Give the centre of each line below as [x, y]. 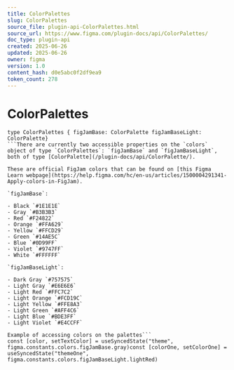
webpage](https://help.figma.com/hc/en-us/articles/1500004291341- [126, 176]
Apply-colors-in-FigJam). [45, 182]
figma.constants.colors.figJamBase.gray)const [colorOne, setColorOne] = [117, 348]
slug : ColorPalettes [37, 20]
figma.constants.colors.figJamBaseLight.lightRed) [83, 360]
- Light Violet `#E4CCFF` [45, 323]
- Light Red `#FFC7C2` [40, 292]
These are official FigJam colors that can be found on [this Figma [109, 169]
